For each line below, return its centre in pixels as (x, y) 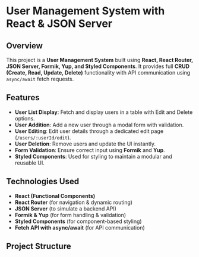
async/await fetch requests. (40, 79)
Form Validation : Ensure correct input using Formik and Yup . (90, 150)
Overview (25, 46)
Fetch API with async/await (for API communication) (80, 227)
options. (25, 118)
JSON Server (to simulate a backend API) (66, 208)
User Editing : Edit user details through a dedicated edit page (89, 131)
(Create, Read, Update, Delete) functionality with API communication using (98, 72)
